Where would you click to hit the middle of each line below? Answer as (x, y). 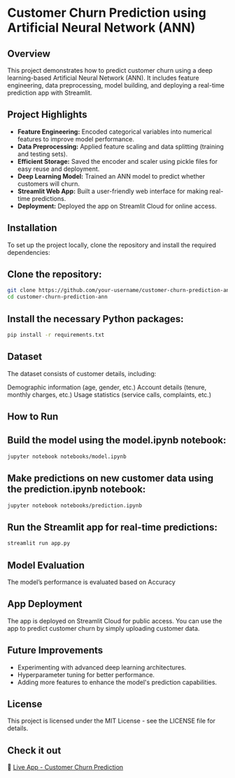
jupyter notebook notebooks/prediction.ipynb (74, 506)
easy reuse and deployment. (58, 169)
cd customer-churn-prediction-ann (58, 297)
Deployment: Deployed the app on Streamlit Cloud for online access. (117, 206)
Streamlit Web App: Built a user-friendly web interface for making (113, 191)
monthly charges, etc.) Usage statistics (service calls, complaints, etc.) (109, 394)
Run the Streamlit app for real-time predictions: (113, 527)
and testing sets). (42, 154)
